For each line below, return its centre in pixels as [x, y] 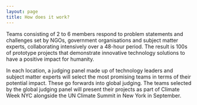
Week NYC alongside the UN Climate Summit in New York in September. [94, 96]
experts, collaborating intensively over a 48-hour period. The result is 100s [97, 46]
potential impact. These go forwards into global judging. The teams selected [99, 83]
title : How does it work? [38, 17]
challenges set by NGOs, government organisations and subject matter [92, 40]
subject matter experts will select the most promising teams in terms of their [98, 77]
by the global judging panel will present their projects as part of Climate [93, 89]
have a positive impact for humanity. [50, 59]
